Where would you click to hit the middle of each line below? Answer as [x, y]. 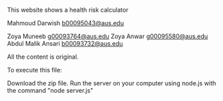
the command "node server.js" [50, 90]
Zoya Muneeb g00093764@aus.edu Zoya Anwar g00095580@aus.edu [108, 36]
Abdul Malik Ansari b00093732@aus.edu [65, 43]
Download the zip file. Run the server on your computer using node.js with [112, 83]
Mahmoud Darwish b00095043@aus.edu [66, 23]
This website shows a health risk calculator [68, 10]
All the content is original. [43, 57]
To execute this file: [35, 70]
